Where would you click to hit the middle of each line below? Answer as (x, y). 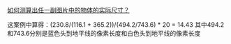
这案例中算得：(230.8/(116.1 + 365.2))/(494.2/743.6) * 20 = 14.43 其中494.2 (116, 25)
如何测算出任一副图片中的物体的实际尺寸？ (68, 10)
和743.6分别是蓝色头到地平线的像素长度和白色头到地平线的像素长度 (104, 33)
